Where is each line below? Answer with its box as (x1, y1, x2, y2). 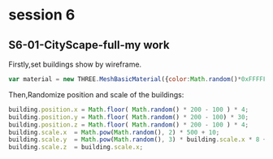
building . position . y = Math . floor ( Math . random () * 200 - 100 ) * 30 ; (8, 113, 249, 121)
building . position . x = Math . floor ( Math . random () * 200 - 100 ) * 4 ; (8, 105, 249, 114)
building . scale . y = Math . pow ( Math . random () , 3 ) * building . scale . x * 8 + (8, 135, 267, 144)
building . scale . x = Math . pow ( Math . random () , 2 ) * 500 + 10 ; (8, 128, 220, 136)
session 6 (8, 6, 76, 24)
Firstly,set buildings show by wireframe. (8, 59, 142, 69)
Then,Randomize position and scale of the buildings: (8, 89, 184, 99)
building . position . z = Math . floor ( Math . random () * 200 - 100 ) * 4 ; (8, 120, 249, 129)
